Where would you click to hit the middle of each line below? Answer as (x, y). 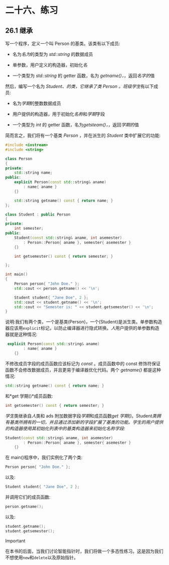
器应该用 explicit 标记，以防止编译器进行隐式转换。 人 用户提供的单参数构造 (82, 328)
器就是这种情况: (21, 334)
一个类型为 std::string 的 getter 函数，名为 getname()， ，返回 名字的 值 (83, 76)
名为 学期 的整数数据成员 (37, 103)
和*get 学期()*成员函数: (29, 396)
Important (15, 541)
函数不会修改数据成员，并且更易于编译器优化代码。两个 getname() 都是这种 (83, 370)
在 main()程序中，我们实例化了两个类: (44, 457)
